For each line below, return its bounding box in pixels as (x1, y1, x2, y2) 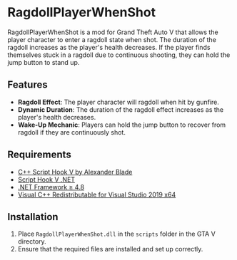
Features (7, 79, 48, 91)
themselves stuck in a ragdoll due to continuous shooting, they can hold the (7, 51, 231, 59)
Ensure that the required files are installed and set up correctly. (17, 245, 203, 254)
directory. (17, 237, 46, 246)
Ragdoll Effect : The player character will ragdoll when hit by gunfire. (17, 98, 220, 106)
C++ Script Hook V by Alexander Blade (17, 167, 133, 176)
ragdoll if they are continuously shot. (17, 128, 126, 136)
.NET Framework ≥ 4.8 (17, 182, 84, 191)
